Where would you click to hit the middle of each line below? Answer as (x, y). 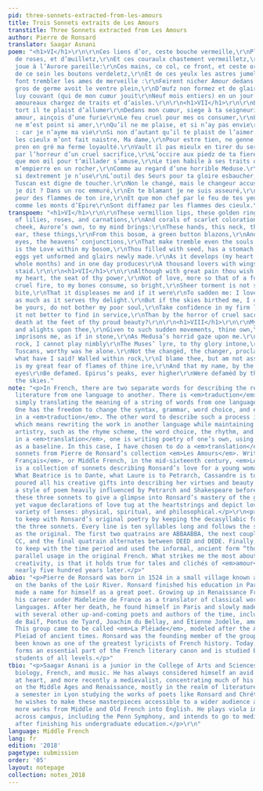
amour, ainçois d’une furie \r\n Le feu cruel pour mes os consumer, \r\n (135, 118)
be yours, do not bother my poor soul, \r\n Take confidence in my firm (133, 307)
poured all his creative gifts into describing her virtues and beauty (135, 483)
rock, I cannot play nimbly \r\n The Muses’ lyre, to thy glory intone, (133, 344)
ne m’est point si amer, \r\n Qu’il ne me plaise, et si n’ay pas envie (133, 125)
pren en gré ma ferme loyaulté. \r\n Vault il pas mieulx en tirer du (129, 147)
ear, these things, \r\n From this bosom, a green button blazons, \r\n (131, 235)
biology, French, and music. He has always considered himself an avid (135, 672)
